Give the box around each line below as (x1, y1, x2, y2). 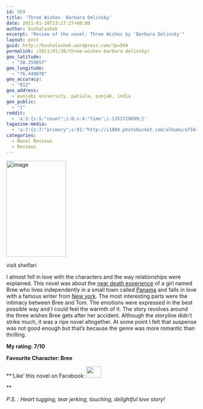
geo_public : (6, 98, 36, 105)
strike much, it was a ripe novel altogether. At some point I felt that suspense (6, 318, 197, 325)
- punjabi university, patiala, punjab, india (11, 93, 131, 99)
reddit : (6, 110, 26, 116)
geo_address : (6, 88, 39, 94)
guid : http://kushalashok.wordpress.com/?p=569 (6, 43, 129, 49)
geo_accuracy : (6, 76, 42, 82)
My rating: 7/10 (6, 343, 45, 350)
